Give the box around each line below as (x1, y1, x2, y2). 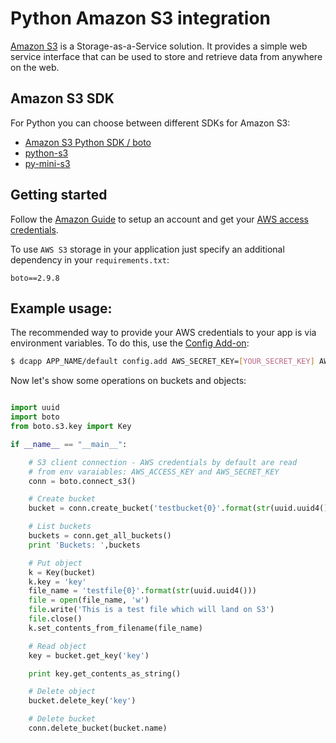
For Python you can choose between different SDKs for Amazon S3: (10, 117, 291, 129)
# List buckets (28, 522, 92, 532)
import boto (10, 412, 60, 422)
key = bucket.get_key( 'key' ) (28, 650, 150, 661)
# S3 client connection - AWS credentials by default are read (28, 457, 298, 467)
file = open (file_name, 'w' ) (28, 595, 150, 606)
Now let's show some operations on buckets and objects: (10, 375, 247, 387)
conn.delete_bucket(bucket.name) (28, 723, 168, 733)
